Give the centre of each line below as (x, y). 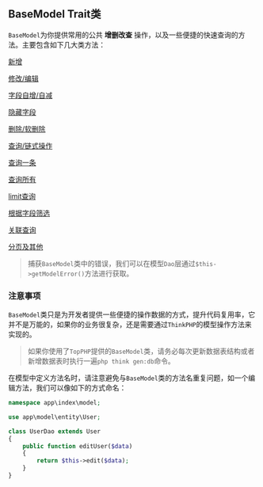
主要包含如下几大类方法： (63, 44)
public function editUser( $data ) (78, 446)
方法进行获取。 (109, 273)
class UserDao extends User (55, 431)
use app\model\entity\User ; (55, 417)
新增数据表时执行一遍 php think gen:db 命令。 (101, 361)
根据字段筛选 (29, 213)
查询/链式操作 (30, 146)
